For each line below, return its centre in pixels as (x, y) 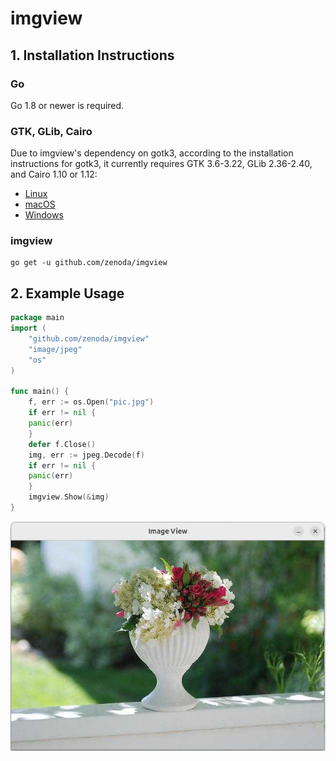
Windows (44, 215)
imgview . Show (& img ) (69, 497)
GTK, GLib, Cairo (51, 131)
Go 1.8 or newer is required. (67, 105)
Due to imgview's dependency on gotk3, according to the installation (152, 153)
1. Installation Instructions (92, 55)
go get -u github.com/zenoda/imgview (89, 263)
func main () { (40, 392)
